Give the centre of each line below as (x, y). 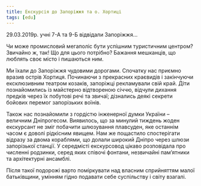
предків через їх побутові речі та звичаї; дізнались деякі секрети (89, 96)
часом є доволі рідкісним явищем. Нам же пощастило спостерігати (93, 133)
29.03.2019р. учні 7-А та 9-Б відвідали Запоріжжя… (72, 34)
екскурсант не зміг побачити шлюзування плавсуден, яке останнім (92, 127)
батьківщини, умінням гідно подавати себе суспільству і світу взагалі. (96, 176)
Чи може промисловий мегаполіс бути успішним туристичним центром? (100, 46)
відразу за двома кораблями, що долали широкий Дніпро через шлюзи (98, 139)
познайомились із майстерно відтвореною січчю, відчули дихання (91, 89)
